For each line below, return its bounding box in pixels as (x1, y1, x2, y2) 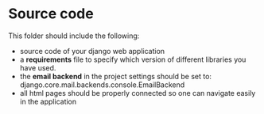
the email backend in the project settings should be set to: (19, 71, 212, 81)
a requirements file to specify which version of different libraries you (19, 55, 247, 64)
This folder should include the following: (8, 31, 140, 40)
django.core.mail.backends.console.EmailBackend (19, 80, 185, 89)
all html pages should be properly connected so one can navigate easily (19, 88, 256, 97)
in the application (19, 97, 77, 106)
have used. (19, 63, 56, 72)
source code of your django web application (19, 46, 165, 55)
